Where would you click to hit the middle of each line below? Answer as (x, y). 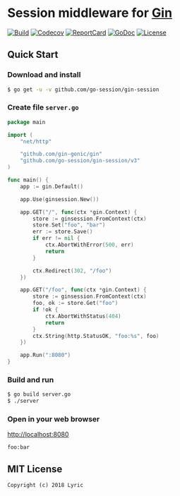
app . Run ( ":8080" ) (46, 355)
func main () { (28, 180)
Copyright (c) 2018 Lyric (45, 485)
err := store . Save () (63, 232)
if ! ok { (46, 310)
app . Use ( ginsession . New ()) (60, 199)
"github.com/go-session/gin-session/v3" (80, 161)
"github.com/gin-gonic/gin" (61, 154)
